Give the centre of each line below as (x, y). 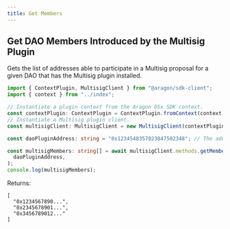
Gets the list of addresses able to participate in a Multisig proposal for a (108, 69)
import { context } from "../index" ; (61, 95)
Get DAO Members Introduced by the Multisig (106, 41)
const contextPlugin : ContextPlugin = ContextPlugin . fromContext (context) (116, 114)
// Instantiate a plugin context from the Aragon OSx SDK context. (105, 107)
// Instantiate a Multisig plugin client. (68, 120)
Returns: (19, 183)
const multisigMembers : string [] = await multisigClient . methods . (104, 151)
